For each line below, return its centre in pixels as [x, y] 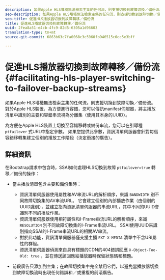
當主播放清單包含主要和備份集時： [47, 184]
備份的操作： [27, 173]
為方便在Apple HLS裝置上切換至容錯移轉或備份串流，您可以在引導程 [74, 125]
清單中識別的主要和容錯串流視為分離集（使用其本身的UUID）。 [68, 115]
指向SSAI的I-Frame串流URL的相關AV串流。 [68, 231]
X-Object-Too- [143, 250]
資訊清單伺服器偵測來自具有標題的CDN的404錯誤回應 [74, 250]
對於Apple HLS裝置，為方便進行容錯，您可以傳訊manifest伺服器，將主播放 [81, 109]
